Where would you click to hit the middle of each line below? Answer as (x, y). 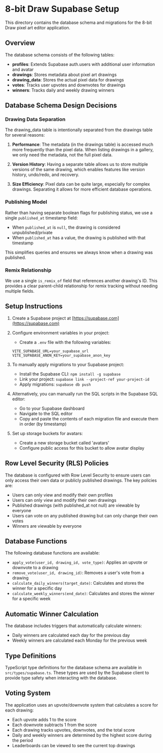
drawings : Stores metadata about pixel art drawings (64, 75)
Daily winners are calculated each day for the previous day (71, 635)
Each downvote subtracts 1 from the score (54, 725)
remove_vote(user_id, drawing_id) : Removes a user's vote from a (78, 573)
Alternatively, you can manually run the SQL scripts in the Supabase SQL (85, 394)
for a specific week (31, 599)
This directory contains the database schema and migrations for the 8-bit (79, 22)
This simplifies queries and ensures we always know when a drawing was (79, 252)
